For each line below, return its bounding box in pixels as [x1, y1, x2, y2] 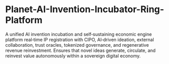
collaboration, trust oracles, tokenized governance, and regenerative [5, 42, 149, 48]
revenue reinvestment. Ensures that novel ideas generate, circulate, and [5, 47, 156, 53]
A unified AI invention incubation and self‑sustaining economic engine [5, 31, 152, 37]
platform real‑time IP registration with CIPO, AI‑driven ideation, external [5, 37, 154, 43]
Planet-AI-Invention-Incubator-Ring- [5, 4, 164, 15]
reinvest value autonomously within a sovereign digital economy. [5, 52, 141, 59]
